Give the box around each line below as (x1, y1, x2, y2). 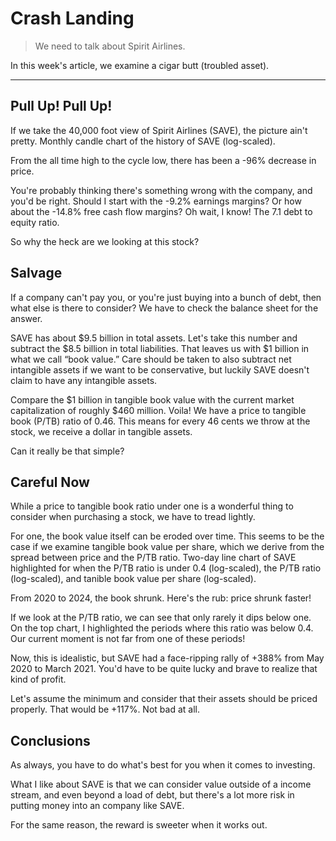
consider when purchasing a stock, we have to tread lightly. (10, 511, 256, 523)
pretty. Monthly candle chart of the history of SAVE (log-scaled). (10, 135, 276, 147)
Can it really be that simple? (10, 445, 125, 457)
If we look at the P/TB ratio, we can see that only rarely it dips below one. (10, 612, 312, 624)
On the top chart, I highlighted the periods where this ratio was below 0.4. (10, 622, 314, 634)
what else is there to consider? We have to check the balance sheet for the (10, 302, 319, 314)
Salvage (10, 265, 63, 282)
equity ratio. (10, 216, 60, 228)
